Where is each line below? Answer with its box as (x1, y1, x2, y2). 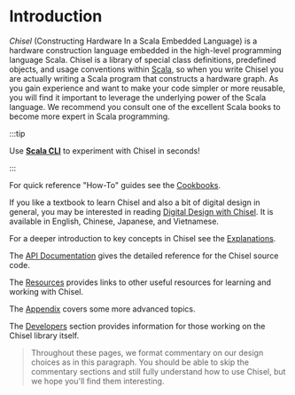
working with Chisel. (9, 286, 84, 296)
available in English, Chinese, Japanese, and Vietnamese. (9, 216, 220, 226)
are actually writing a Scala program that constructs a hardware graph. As (9, 73, 279, 83)
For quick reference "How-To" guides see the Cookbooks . (9, 179, 221, 190)
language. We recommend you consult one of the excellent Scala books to (9, 101, 281, 112)
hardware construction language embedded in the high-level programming (9, 44, 282, 55)
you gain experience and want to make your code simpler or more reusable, (9, 83, 286, 93)
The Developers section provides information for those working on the (9, 320, 266, 331)
